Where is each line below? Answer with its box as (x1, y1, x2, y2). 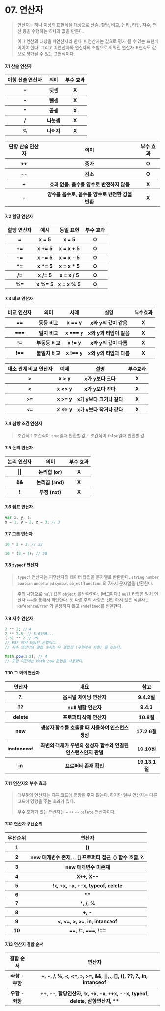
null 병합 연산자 (67, 704, 102, 711)
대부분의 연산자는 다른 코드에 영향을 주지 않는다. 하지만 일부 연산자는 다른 (17, 792, 158, 798)
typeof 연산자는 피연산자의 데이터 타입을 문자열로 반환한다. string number (17, 574, 159, 580)
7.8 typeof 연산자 (5, 562, 39, 568)
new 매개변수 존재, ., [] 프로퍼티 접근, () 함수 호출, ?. (30, 854, 145, 861)
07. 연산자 (5, 4, 43, 16)
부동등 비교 (36, 339, 60, 346)
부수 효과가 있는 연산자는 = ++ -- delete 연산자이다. (17, 809, 116, 815)
